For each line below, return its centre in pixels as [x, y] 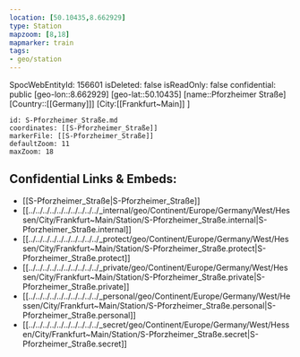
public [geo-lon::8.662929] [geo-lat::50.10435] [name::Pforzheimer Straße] [148, 94]
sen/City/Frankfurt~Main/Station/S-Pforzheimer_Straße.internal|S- [145, 220]
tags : [19, 51]
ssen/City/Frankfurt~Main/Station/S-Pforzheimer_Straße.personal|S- [149, 305]
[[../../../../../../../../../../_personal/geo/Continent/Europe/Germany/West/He [156, 296]
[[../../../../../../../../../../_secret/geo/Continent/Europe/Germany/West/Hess [156, 325]
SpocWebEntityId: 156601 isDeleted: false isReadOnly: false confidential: [142, 85]
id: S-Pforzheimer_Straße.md [64, 120]
